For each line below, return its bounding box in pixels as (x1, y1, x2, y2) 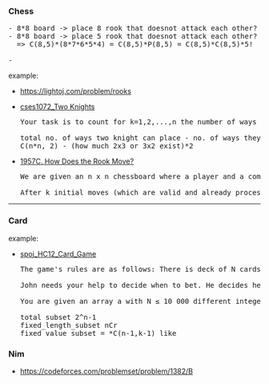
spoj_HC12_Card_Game (19, 249, 97, 258)
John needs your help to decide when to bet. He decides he (19, 281, 262, 289)
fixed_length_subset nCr (19, 321, 118, 329)
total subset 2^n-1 (19, 313, 97, 321)
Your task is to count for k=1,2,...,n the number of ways (19, 118, 257, 127)
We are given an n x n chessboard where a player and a (19, 172, 244, 181)
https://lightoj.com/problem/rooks (19, 87, 132, 96)
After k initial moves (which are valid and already (19, 188, 232, 197)
